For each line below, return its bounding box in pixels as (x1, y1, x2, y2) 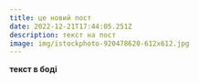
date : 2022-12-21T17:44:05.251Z (9, 22, 132, 31)
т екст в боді (9, 64, 57, 75)
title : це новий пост (9, 13, 92, 23)
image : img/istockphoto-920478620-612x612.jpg (9, 38, 190, 48)
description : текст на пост (9, 30, 117, 39)
